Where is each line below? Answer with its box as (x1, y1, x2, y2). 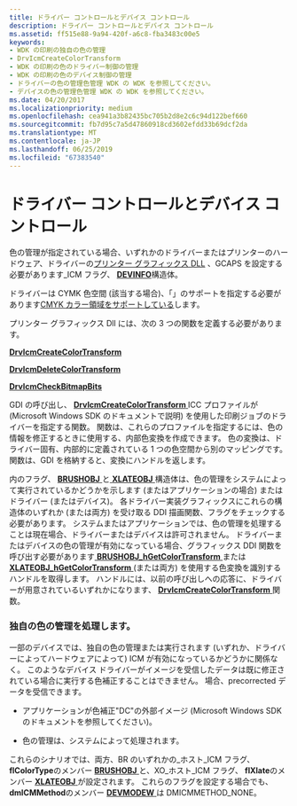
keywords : (9, 37, 46, 47)
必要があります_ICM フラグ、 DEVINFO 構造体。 (9, 270, 184, 280)
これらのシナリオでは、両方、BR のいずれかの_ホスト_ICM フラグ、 (9, 754, 255, 764)
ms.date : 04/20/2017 (9, 95, 86, 105)
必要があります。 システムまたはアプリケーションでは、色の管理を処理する (9, 518, 282, 528)
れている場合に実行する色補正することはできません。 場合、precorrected (9, 675, 277, 685)
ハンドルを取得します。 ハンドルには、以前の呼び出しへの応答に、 (9, 574, 252, 584)
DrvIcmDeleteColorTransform (9, 364, 121, 375)
